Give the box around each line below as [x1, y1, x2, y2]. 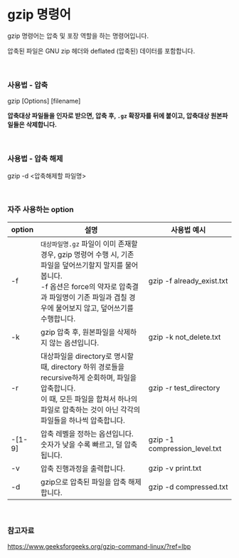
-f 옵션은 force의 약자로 [40, 281, 117, 291]
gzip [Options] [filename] [7, 97, 81, 106]
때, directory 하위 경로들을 [40, 362, 124, 372]
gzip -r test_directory [148, 382, 221, 392]
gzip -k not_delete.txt [148, 332, 221, 342]
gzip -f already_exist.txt [148, 275, 228, 285]
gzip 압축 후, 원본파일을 [40, 327, 116, 337]
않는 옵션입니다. [48, 338, 100, 348]
